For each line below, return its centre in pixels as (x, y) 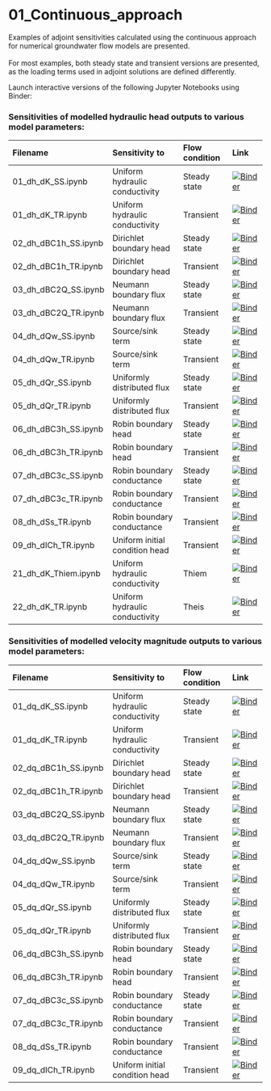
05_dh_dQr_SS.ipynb (52, 383)
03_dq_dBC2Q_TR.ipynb (58, 837)
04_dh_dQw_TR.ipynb (54, 360)
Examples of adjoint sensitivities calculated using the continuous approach (132, 37)
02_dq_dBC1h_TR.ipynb (58, 791)
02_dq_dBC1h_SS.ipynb (58, 768)
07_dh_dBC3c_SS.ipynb (58, 476)
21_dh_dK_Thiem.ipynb (56, 574)
